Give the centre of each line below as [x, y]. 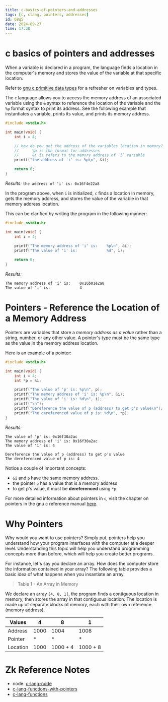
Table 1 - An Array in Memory [48, 584]
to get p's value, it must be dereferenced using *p [64, 488]
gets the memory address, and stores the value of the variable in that [77, 198]
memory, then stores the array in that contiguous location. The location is [81, 599]
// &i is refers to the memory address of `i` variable [79, 155]
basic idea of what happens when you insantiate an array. [65, 575]
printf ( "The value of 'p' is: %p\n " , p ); [58, 390]
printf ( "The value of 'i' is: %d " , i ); [69, 251]
